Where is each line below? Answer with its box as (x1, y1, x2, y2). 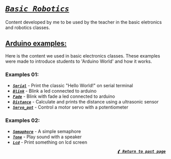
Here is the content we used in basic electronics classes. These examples (5, 52, 160, 59)
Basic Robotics (5, 4, 70, 14)
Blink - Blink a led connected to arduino (12, 88, 97, 94)
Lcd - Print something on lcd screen (12, 139, 88, 145)
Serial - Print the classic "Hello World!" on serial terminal (12, 83, 133, 89)
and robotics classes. (5, 24, 50, 31)
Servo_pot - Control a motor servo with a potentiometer (12, 104, 129, 111)
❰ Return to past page (117, 149, 166, 154)
